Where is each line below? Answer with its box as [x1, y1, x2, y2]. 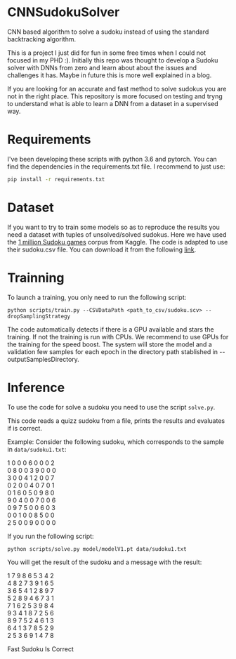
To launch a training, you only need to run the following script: [7, 293, 187, 301]
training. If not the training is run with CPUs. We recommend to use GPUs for [7, 332, 229, 341]
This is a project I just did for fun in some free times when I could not [7, 48, 206, 57]
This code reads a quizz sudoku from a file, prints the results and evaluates [7, 416, 225, 425]
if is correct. [7, 424, 42, 432]
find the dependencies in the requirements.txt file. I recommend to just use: [7, 162, 225, 171]
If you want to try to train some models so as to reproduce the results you [7, 223, 220, 231]
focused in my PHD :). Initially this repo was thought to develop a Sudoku [7, 56, 218, 64]
